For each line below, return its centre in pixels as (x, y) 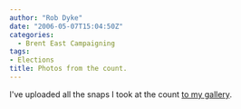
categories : (32, 35)
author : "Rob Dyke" (46, 18)
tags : (19, 52)
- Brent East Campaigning (67, 43)
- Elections (32, 60)
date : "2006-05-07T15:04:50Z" (67, 26)
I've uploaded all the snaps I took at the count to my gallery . (121, 94)
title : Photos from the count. (68, 69)
